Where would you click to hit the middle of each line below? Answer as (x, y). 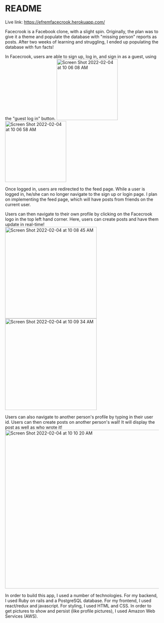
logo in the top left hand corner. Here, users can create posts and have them (82, 219)
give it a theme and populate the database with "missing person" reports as (81, 37)
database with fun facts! (29, 47)
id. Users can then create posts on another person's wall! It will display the (80, 422)
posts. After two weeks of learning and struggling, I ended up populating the (82, 42)
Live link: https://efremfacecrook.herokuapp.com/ (55, 22)
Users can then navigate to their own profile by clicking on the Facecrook (79, 214)
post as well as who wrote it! (34, 427)
